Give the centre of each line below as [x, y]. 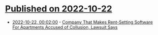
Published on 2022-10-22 [59, 9]
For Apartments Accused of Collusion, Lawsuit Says [65, 27]
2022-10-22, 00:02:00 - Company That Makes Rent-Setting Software [82, 22]
